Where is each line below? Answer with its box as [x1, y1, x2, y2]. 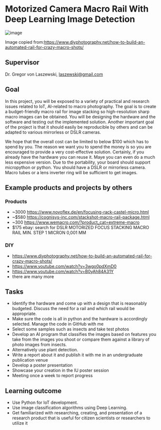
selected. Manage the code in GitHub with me [12, 321, 104, 327]
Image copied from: [5, 39, 45, 45]
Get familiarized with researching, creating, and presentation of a [12, 410, 142, 416]
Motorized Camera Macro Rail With [5, 3, 149, 15]
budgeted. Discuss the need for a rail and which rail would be [12, 306, 135, 312]
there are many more [12, 273, 54, 280]
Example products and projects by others [5, 183, 132, 192]
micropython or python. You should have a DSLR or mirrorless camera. [5, 164, 146, 170]
